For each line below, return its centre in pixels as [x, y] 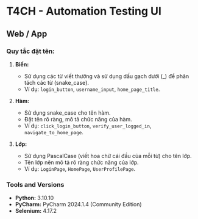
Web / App [27, 34]
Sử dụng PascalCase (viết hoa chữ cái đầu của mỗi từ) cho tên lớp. [108, 156]
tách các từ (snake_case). [57, 82]
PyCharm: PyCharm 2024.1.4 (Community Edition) [78, 204]
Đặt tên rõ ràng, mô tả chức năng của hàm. [78, 119]
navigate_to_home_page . [54, 132]
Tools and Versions [35, 184]
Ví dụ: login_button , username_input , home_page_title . [92, 89]
